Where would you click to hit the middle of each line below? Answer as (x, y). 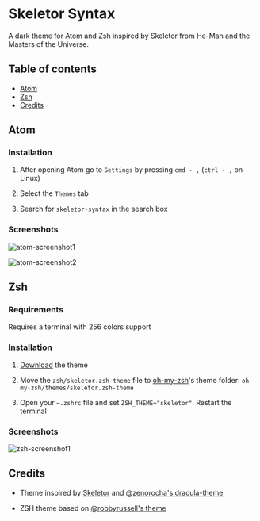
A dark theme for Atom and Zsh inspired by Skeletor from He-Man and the (129, 36)
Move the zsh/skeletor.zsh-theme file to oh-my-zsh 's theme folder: (130, 380)
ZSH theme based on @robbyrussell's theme (93, 508)
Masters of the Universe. (49, 44)
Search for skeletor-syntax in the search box (94, 209)
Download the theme (54, 365)
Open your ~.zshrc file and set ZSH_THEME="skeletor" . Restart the (126, 402)
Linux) (30, 178)
